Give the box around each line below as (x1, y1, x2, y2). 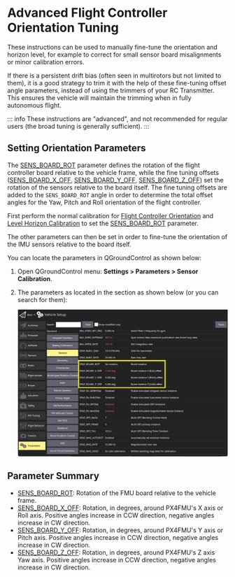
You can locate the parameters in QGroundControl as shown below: (7, 253, 201, 262)
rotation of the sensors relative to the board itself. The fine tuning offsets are (7, 183, 227, 192)
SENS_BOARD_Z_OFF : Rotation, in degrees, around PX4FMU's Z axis (17, 548, 215, 557)
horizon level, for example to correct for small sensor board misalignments (7, 50, 222, 59)
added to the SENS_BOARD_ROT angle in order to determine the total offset (7, 190, 213, 199)
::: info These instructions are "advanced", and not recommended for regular (7, 114, 228, 123)
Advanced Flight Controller (7, 5, 168, 21)
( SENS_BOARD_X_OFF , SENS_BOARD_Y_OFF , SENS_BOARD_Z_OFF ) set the (7, 176, 224, 184)
